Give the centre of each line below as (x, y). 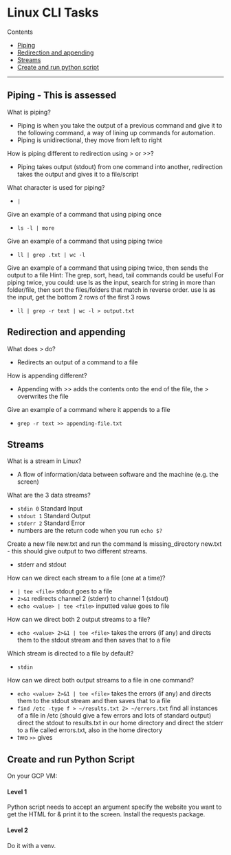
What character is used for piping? (56, 187)
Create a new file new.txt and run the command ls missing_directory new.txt (114, 544)
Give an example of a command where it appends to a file (89, 409)
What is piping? (29, 112)
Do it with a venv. (32, 845)
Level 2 (18, 830)
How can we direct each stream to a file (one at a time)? (86, 578)
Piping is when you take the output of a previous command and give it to (120, 125)
